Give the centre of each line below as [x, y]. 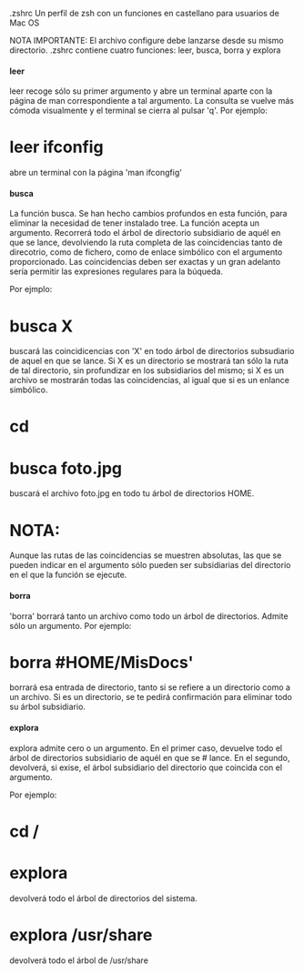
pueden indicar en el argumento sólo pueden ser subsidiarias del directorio [150, 565]
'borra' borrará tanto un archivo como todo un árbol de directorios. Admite [149, 616]
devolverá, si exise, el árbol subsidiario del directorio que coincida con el [146, 767]
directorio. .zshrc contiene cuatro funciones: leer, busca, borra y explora [145, 50]
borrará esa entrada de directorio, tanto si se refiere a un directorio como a [150, 687]
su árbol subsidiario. [48, 707]
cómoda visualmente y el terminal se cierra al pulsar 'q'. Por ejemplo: [139, 111]
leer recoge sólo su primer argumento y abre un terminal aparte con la [141, 91]
